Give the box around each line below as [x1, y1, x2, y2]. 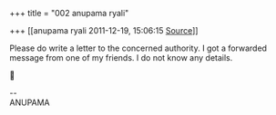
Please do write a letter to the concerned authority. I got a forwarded [9, 43, 267, 53]
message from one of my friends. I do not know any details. [9, 53, 233, 62]
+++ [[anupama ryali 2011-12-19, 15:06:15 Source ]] [9, 25, 199, 35]
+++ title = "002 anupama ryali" [9, 8, 129, 18]
